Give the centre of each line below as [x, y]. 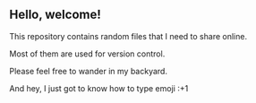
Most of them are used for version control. [87, 54]
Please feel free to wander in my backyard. [89, 71]
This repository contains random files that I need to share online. [128, 36]
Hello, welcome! [55, 15]
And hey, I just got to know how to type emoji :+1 [99, 88]
